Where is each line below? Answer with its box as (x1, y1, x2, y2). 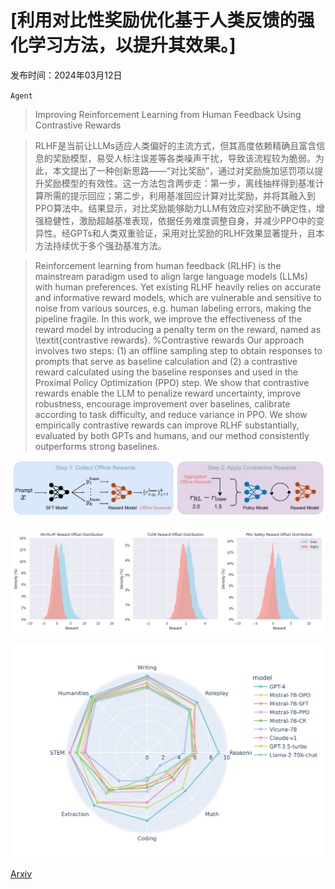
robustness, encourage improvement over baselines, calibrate (34, 397, 291, 410)
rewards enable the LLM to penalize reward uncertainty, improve (34, 387, 302, 399)
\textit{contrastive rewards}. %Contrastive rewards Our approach (34, 334, 305, 346)
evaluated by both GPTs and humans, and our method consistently (34, 429, 310, 441)
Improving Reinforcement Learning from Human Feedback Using (34, 108, 302, 120)
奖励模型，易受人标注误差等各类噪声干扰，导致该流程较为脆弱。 (52, 152, 316, 164)
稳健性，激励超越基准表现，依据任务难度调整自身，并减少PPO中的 (43, 214, 317, 226)
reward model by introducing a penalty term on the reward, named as (34, 323, 322, 335)
